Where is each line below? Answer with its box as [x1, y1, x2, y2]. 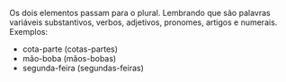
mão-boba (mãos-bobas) [22, 53, 117, 63]
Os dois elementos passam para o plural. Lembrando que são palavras [9, 8, 272, 18]
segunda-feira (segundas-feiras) [22, 62, 144, 73]
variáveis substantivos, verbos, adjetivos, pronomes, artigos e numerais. [9, 17, 278, 28]
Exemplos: [9, 27, 48, 37]
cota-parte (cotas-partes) [22, 44, 119, 54]
